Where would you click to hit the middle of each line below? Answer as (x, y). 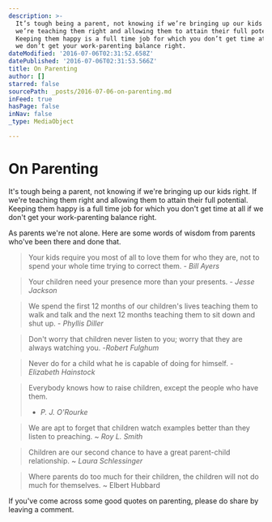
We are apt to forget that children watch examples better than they (139, 428)
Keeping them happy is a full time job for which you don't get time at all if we (136, 209)
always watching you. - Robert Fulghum (93, 347)
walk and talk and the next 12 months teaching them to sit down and (142, 314)
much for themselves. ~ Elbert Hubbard (94, 485)
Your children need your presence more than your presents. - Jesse (141, 282)
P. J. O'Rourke (64, 412)
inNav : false (30, 114)
